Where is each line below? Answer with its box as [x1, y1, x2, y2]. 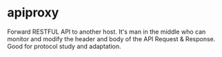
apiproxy [7, 5, 59, 21]
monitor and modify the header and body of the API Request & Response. [7, 34, 216, 43]
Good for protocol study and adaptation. [7, 42, 122, 50]
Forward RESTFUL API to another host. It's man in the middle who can [7, 27, 206, 36]
